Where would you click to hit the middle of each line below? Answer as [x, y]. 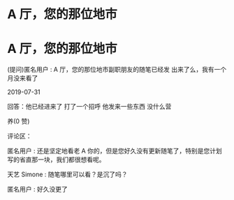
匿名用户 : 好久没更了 [37, 190]
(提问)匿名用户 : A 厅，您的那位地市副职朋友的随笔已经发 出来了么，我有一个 [117, 70]
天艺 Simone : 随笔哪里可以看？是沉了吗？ [67, 174]
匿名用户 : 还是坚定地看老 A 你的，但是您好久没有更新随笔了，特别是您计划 [115, 151]
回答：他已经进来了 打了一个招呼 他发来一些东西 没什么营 [89, 107]
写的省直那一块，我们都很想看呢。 [56, 160]
